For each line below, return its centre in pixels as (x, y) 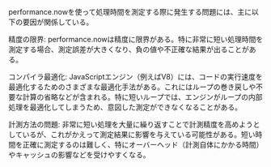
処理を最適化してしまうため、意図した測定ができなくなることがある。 (125, 107)
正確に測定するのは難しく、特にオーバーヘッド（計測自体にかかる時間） (143, 145)
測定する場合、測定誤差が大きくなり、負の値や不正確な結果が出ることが (129, 49)
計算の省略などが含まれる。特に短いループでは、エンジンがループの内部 (142, 97)
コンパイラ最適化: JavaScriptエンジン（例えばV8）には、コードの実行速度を (135, 77)
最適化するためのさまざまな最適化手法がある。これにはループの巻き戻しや (132, 87)
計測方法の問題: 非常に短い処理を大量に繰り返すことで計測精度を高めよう (131, 124)
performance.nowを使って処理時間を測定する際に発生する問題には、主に (130, 12)
